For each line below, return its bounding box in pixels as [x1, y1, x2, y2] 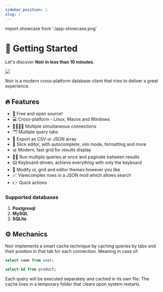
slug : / [5, 12, 21, 17]
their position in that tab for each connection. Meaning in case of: [5, 248, 139, 254]
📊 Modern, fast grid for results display [12, 147, 92, 153]
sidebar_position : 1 [5, 7, 48, 12]
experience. [5, 83, 30, 89]
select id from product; [5, 267, 56, 272]
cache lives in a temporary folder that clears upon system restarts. [5, 281, 141, 287]
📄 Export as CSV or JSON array [12, 136, 77, 142]
